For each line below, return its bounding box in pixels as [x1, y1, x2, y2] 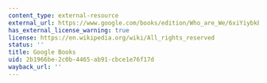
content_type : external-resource [8, 11, 119, 20]
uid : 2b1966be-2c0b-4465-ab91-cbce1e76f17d [8, 56, 155, 64]
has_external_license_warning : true [8, 26, 130, 34]
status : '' [8, 41, 44, 49]
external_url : [8, 19, 56, 27]
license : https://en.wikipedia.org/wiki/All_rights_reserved [8, 33, 215, 42]
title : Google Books [8, 48, 77, 56]
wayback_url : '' [8, 63, 62, 71]
